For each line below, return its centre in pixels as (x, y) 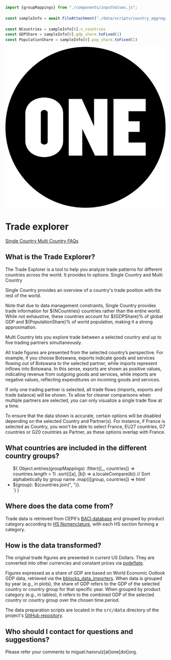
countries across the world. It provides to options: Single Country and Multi (84, 275)
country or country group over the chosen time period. (63, 600)
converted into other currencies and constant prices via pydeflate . (75, 563)
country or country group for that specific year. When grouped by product (83, 589)
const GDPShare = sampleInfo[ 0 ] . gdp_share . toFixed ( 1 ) (64, 35)
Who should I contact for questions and (69, 632)
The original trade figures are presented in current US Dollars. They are (80, 558)
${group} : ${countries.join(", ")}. (46, 485)
